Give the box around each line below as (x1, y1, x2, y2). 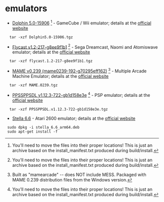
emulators (5, 3, 47, 14)
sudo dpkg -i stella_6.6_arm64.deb (7, 125, 80, 130)
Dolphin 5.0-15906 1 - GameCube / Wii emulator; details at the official (12, 19, 151, 26)
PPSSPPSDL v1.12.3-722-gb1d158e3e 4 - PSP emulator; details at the (12, 91, 150, 98)
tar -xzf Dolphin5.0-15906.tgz (9, 35, 73, 40)
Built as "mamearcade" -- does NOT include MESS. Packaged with (12, 172, 146, 178)
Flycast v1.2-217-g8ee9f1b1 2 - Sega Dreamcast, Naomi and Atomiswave (12, 43, 158, 50)
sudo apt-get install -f (7, 129, 58, 134)
